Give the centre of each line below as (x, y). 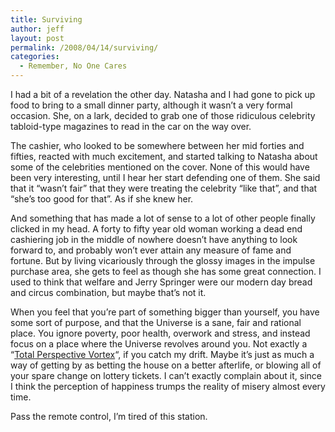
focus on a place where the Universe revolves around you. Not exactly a (159, 344)
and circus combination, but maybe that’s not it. (108, 292)
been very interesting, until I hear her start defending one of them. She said (165, 177)
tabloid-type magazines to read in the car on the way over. (131, 126)
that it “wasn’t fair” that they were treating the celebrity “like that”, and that (164, 188)
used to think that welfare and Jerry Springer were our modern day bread (161, 282)
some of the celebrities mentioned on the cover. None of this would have (160, 167)
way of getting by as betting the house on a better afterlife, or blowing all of (166, 365)
